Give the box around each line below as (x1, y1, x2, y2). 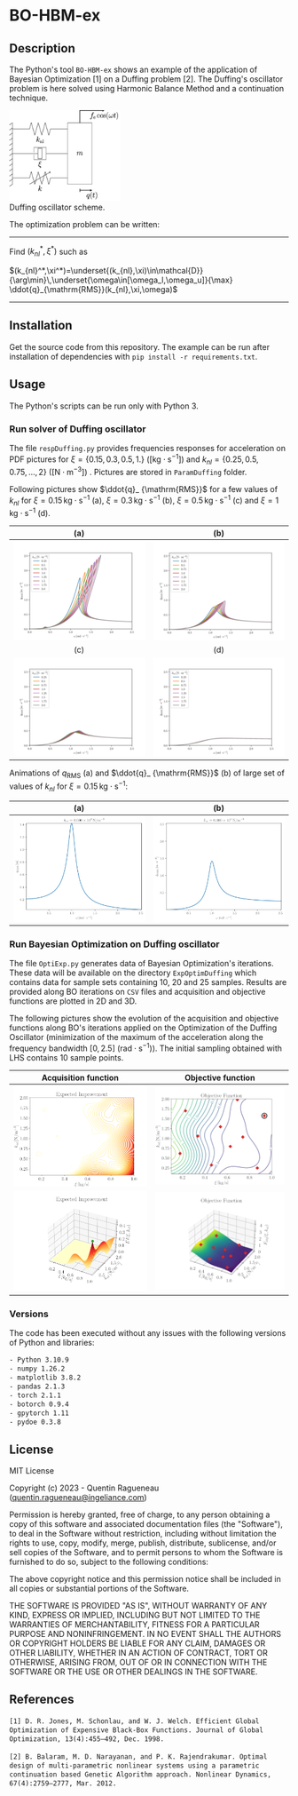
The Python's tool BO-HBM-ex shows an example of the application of (9, 64, 258, 75)
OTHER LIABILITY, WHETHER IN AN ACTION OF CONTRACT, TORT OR (9, 1648, 268, 1658)
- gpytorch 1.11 (9, 1409, 69, 1418)
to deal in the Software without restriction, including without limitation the (9, 1529, 277, 1539)
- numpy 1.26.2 (9, 1364, 66, 1373)
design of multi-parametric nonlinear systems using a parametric (9, 1760, 260, 1770)
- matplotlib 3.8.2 (9, 1373, 82, 1382)
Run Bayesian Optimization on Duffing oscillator (9, 938, 220, 950)
